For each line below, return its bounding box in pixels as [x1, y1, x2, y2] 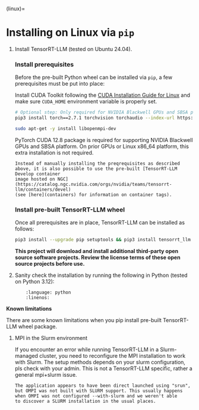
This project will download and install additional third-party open [14, 248, 179, 255]
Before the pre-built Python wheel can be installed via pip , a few [14, 74, 173, 81]
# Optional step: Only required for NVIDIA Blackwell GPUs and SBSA [14, 109, 188, 115]
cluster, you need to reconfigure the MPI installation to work [39, 352, 186, 359]
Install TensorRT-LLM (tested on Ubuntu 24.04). [14, 45, 132, 52]
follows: [14, 225, 34, 232]
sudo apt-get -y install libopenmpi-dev [14, 125, 116, 131]
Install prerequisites [14, 60, 74, 68]
